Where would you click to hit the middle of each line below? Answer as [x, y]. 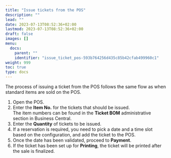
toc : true [16, 67]
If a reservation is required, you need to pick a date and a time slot [82, 129]
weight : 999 [18, 63]
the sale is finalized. [34, 151]
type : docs [17, 72]
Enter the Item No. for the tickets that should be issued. [71, 107]
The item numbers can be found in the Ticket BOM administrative [82, 113]
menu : [11, 44]
